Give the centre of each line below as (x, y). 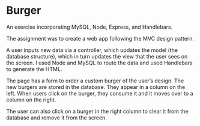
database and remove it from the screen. (56, 118)
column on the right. (31, 100)
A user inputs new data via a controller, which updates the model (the (92, 50)
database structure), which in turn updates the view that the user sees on (97, 56)
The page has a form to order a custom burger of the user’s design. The (95, 81)
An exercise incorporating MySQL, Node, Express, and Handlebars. (89, 27)
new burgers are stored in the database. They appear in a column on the (96, 87)
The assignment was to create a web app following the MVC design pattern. (100, 38)
